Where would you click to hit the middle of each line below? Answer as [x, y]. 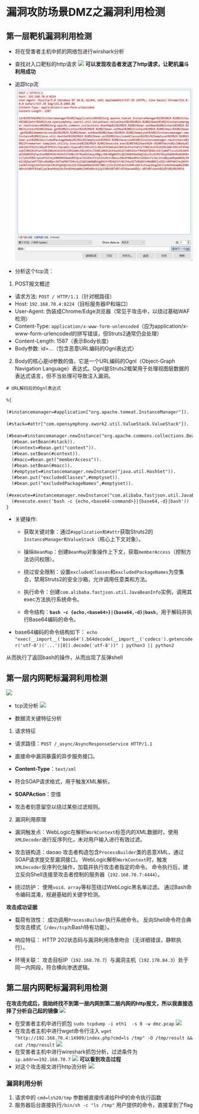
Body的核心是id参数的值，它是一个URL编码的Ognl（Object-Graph [95, 361]
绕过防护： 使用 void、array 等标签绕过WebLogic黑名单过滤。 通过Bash [100, 887]
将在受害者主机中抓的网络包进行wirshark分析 [69, 51]
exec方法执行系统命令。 [53, 600]
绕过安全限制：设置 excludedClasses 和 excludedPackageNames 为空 [101, 572]
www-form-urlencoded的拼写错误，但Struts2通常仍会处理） [88, 334]
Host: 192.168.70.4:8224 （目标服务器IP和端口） [73, 304]
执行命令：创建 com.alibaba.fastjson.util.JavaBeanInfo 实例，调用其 [108, 592]
